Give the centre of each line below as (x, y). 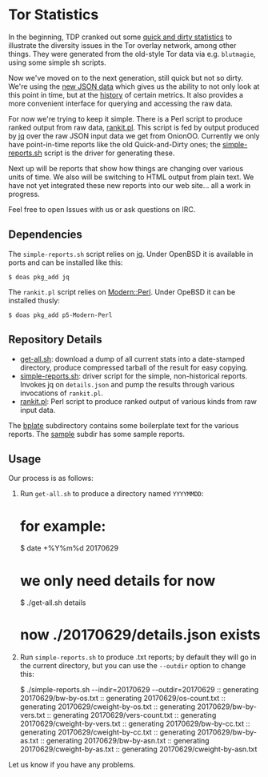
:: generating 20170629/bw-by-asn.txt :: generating (125, 741)
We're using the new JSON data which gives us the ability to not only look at (134, 86)
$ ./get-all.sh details (53, 603)
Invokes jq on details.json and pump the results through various (127, 384)
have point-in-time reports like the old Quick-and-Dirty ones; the (115, 144)
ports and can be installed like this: (66, 262)
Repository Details (55, 340)
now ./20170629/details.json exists (140, 635)
